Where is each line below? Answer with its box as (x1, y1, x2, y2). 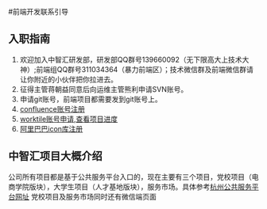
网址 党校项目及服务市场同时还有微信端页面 (14, 192, 157, 201)
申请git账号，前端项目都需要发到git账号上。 (19, 94, 162, 104)
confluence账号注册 (19, 104, 85, 113)
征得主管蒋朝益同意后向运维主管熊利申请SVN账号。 (19, 84, 188, 93)
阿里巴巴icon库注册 (19, 123, 83, 133)
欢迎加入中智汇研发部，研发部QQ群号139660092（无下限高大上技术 (19, 55, 242, 64)
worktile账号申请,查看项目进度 (19, 114, 118, 123)
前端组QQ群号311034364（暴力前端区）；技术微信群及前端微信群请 (36, 64, 254, 74)
